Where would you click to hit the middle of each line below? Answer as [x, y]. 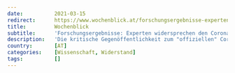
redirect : [22, 20]
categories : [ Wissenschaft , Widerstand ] [72, 53]
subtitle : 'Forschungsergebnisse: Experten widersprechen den [108, 33]
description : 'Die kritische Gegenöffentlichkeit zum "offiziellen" [112, 40]
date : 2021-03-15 [47, 14]
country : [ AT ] [37, 46]
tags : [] [34, 59]
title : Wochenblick [48, 26]
